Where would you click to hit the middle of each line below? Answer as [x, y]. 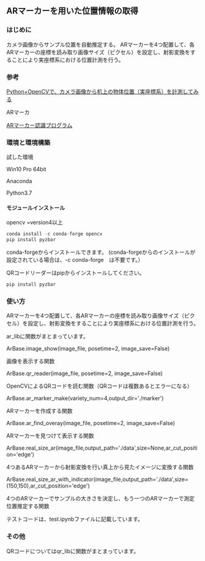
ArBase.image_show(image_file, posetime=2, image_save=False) [88, 349]
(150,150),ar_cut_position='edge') [48, 486]
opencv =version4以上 [35, 223]
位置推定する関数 [28, 506]
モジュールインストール [36, 207]
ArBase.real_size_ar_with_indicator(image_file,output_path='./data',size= [97, 480]
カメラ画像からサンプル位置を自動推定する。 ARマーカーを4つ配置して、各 [101, 44]
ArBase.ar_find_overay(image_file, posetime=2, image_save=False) [91, 423]
